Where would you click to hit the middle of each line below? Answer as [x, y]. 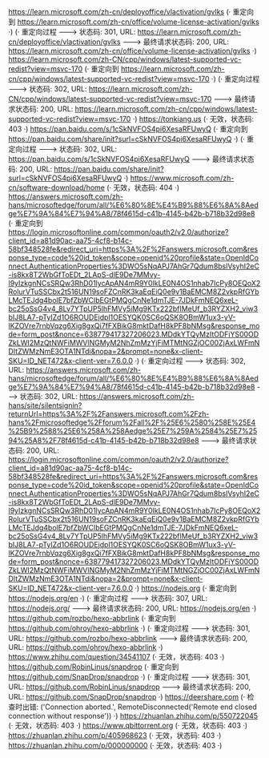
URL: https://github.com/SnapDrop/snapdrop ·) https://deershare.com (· [127, 697]
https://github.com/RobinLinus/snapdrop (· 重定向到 [94, 667]
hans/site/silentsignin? [45, 405]
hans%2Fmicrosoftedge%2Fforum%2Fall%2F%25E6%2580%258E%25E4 [132, 422]
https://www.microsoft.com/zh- [182, 178]
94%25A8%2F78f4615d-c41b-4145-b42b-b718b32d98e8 [104, 440]
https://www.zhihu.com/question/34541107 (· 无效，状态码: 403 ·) [116, 657]
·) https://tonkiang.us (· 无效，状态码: [193, 119]
